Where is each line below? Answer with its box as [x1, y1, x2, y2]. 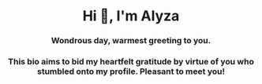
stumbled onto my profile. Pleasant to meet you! [36, 66, 226, 77]
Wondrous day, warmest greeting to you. [51, 35, 211, 46]
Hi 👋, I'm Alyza [82, 7, 180, 25]
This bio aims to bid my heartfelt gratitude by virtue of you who [7, 57, 255, 68]
